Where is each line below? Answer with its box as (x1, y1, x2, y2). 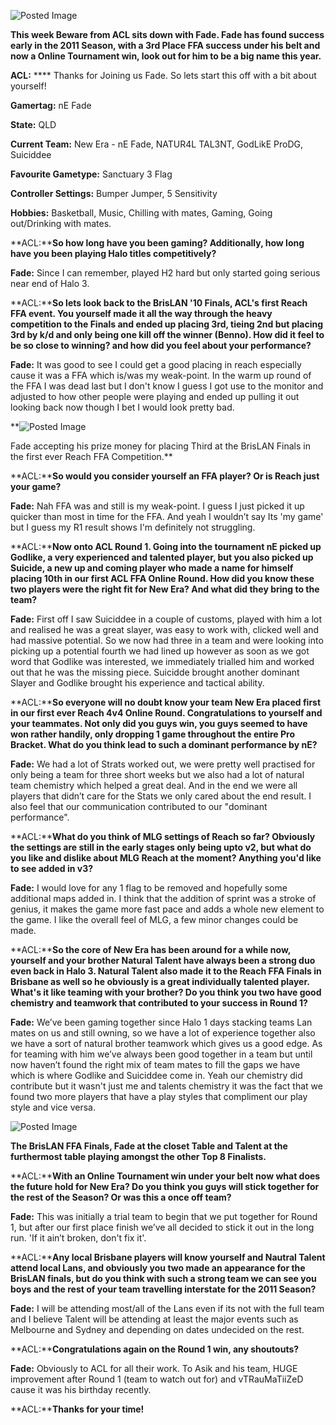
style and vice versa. (10, 1101, 96, 1113)
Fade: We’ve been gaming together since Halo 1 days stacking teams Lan (10, 1016, 313, 1028)
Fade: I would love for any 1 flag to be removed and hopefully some (10, 882, 288, 894)
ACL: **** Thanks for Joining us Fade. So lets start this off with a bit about (10, 70, 317, 81)
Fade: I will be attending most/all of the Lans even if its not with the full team (10, 1303, 325, 1314)
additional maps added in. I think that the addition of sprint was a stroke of (10, 893, 317, 904)
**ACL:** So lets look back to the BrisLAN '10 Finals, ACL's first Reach (10, 297, 308, 309)
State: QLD (10, 119, 57, 130)
